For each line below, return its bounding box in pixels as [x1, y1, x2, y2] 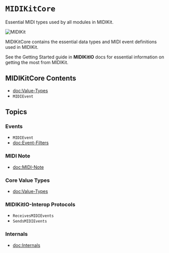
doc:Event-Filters [12, 140, 49, 146]
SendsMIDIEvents [12, 219, 47, 224]
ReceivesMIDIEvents [12, 213, 54, 218]
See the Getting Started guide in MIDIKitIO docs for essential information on [5, 54, 164, 60]
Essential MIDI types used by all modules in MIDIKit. [5, 19, 114, 25]
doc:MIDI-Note [12, 164, 44, 170]
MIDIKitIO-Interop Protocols [5, 201, 76, 208]
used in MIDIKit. [5, 44, 39, 50]
